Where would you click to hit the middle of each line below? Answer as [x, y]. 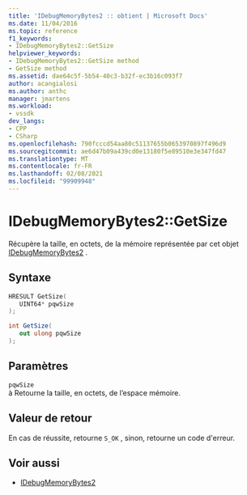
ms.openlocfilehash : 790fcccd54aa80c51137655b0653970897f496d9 [117, 144]
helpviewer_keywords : [45, 53]
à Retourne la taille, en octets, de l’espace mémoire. [94, 392]
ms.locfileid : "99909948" [52, 182]
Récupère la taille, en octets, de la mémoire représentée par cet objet [123, 243]
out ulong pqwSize [50, 334]
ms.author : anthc [38, 91]
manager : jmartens [39, 99]
